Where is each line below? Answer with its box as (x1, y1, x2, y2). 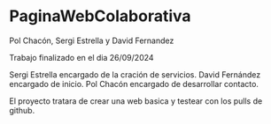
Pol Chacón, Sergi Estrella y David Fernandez (9, 35, 174, 46)
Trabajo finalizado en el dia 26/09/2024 (9, 52, 154, 62)
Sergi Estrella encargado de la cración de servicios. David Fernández (9, 69, 261, 80)
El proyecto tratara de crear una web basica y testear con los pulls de (9, 95, 263, 106)
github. (9, 105, 35, 115)
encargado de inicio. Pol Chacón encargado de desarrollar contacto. (9, 78, 259, 89)
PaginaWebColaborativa (9, 6, 192, 26)
